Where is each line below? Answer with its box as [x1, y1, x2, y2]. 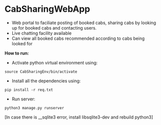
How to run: [4, 50, 29, 56]
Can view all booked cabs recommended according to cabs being [11, 35, 145, 41]
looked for [11, 40, 33, 46]
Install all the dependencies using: [11, 78, 81, 84]
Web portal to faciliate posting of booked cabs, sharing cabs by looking [11, 20, 157, 26]
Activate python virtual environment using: [11, 60, 98, 65]
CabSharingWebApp [4, 3, 90, 15]
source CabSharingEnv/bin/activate [4, 69, 78, 74]
